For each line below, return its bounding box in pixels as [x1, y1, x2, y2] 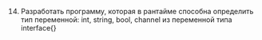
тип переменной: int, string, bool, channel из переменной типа [20, 15, 232, 24]
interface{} [20, 24, 57, 32]
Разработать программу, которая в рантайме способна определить [20, 7, 254, 16]
